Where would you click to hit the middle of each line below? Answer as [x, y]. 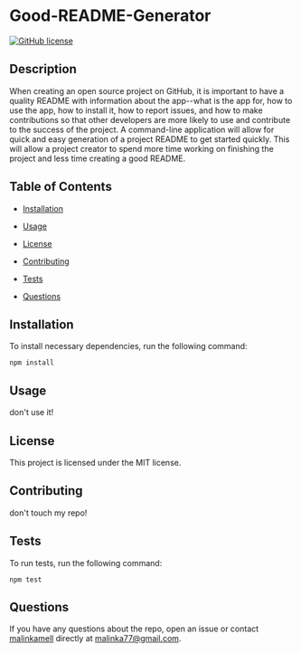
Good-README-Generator [110, 16]
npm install [32, 363]
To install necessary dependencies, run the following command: [128, 346]
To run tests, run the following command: [86, 563]
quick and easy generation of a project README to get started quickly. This [150, 139]
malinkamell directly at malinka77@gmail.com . [95, 639]
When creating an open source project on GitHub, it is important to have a [147, 90]
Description [43, 69]
